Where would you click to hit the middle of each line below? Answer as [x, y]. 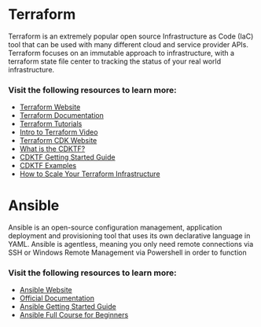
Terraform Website [50, 107]
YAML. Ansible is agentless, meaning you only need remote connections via [131, 244]
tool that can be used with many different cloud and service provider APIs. [129, 44]
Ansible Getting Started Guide [68, 307]
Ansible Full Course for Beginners [74, 315]
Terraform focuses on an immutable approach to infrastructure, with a [121, 53]
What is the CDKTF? [52, 149]
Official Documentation [57, 298]
